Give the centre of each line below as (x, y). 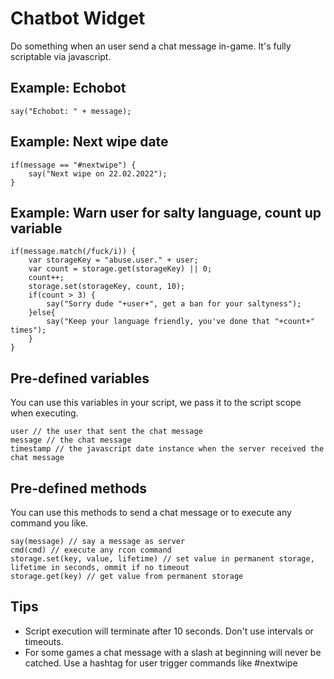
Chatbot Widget (78, 18)
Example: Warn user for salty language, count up (166, 212)
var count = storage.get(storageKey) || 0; (120, 269)
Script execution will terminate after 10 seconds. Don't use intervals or (169, 631)
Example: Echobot (68, 88)
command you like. (49, 523)
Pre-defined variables (80, 378)
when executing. (44, 413)
